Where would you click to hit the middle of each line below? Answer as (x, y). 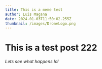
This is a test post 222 (51, 48)
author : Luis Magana (26, 14)
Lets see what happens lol (32, 62)
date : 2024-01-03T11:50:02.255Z (38, 19)
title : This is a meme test (34, 10)
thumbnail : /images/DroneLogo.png (41, 23)
